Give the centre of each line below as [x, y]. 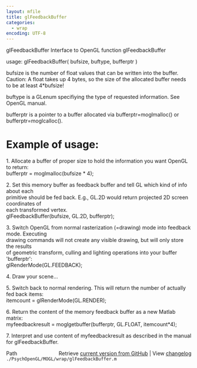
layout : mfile [24, 11]
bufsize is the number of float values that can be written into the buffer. [92, 73]
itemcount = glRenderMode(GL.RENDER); [56, 300]
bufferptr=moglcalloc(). [34, 121]
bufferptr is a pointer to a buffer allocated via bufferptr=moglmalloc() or [93, 115]
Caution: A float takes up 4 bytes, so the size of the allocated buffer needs [96, 79]
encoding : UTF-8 [26, 34]
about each [20, 191]
